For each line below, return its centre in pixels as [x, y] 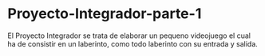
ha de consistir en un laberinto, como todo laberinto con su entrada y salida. [133, 43]
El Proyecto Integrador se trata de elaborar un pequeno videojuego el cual [129, 35]
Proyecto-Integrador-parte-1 [105, 14]
